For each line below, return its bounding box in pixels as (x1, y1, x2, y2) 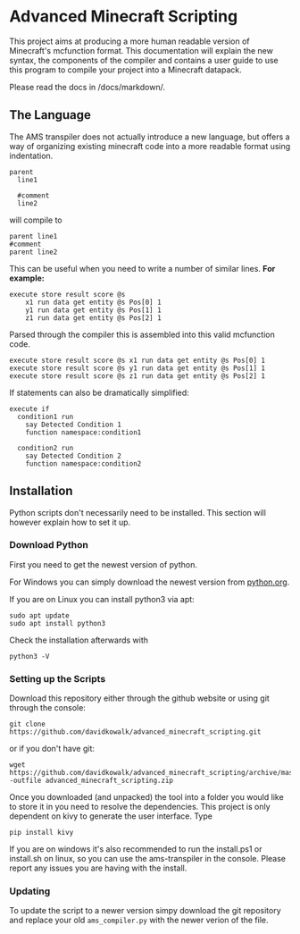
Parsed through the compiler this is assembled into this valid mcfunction (9, 329, 275, 340)
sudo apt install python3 (9, 618, 105, 627)
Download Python (9, 539, 89, 551)
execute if (9, 404, 50, 413)
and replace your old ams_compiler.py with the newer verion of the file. (9, 914, 270, 926)
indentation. (9, 150, 54, 161)
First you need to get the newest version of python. (9, 559, 198, 569)
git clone (9, 719, 46, 729)
